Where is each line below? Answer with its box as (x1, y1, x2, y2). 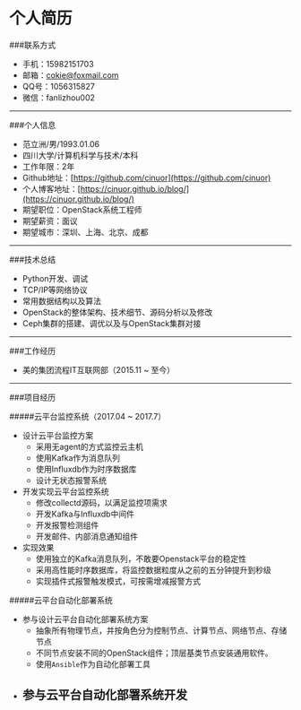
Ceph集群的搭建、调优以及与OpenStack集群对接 (21, 317, 202, 328)
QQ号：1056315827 (21, 81, 96, 91)
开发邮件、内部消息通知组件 (35, 531, 139, 541)
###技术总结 (9, 254, 56, 264)
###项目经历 (9, 392, 56, 403)
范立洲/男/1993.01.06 (21, 138, 100, 149)
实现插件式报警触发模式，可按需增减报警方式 (35, 576, 202, 586)
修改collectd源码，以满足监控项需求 (35, 497, 168, 507)
